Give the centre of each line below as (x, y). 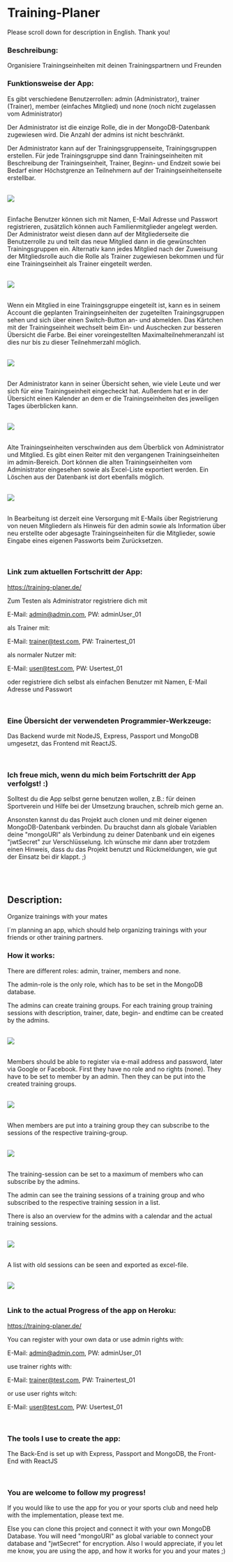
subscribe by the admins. (44, 1181)
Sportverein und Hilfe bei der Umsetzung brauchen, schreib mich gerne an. (115, 806)
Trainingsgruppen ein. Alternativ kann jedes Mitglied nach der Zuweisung (113, 248)
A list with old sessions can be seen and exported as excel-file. (98, 1265)
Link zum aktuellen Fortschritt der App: (75, 572)
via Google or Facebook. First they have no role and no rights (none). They (114, 1069)
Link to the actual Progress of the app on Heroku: (92, 1311)
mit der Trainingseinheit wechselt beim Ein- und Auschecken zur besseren (114, 327)
